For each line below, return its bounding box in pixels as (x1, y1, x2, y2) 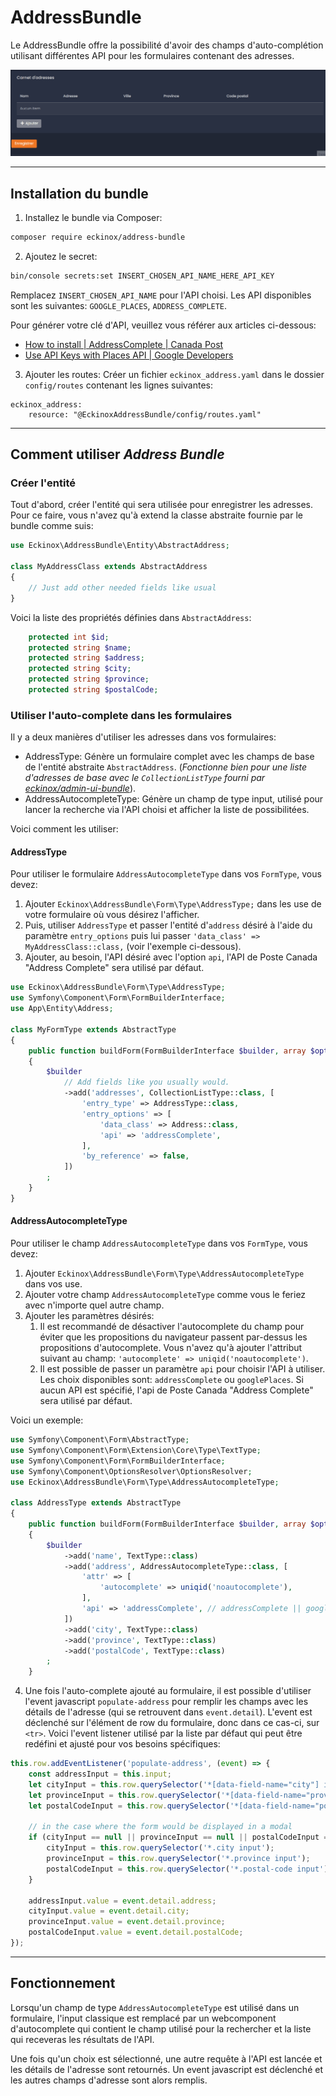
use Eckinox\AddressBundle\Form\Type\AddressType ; (10, 982, 226, 993)
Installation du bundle (10, 185, 149, 202)
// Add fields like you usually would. (63, 1077, 230, 1088)
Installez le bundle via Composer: (24, 212, 163, 224)
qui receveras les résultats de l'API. (10, 2033, 155, 2045)
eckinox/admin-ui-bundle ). (24, 782, 137, 795)
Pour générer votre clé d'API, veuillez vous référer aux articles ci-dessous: (10, 319, 317, 331)
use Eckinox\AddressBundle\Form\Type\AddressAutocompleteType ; (10, 1477, 280, 1487)
